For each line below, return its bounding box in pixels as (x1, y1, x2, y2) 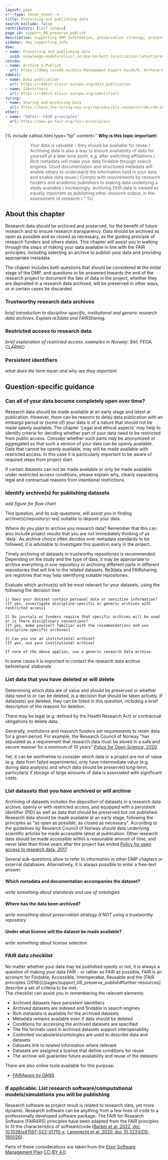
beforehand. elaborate (5, 663, 51, 670)
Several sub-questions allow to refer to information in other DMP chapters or (5, 856, 163, 862)
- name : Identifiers (5, 86, 48, 91)
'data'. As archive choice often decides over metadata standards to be (5, 536, 150, 542)
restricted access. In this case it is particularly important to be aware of (5, 451, 152, 457)
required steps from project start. (5, 457, 73, 463)
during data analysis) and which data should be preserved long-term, (5, 764, 148, 770)
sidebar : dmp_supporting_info (5, 40, 68, 45)
